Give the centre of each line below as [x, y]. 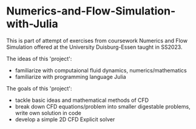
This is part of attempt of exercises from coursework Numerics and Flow [97, 40]
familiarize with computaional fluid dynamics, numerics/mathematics [101, 70]
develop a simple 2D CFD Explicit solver [65, 119]
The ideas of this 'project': [39, 58]
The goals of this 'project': [39, 88]
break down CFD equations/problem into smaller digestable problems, [103, 106]
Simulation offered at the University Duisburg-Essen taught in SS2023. [94, 47]
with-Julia [32, 24]
